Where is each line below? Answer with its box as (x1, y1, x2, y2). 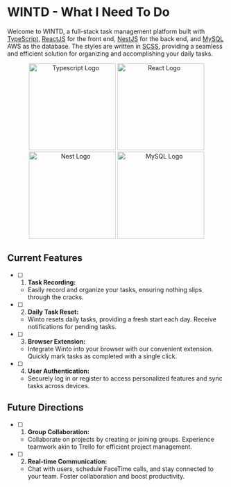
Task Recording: (27, 278, 76, 286)
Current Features (7, 252, 83, 264)
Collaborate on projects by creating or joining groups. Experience (27, 435, 215, 443)
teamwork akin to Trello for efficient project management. (27, 442, 193, 451)
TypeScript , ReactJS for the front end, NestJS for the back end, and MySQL (7, 34, 224, 42)
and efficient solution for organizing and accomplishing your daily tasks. (7, 49, 214, 58)
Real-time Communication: (27, 457, 108, 465)
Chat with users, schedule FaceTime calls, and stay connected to (27, 464, 214, 473)
